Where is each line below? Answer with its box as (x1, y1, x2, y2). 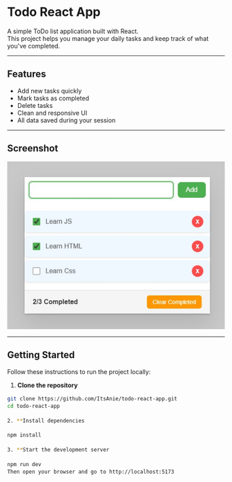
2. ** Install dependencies (7, 417, 85, 424)
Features (7, 68, 46, 80)
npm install (7, 432, 41, 439)
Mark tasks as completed (17, 94, 90, 102)
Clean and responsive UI (17, 109, 88, 117)
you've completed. (7, 41, 61, 50)
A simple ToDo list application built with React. (7, 27, 139, 35)
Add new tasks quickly (17, 86, 82, 95)
